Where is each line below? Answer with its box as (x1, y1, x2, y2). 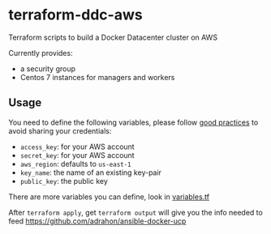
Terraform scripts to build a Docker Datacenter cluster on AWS (8, 32, 217, 42)
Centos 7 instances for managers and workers (19, 72, 175, 82)
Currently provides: (8, 48, 73, 57)
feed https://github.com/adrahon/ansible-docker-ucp (8, 216, 187, 226)
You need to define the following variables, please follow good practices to (8, 117, 259, 127)
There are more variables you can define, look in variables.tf (8, 192, 210, 202)
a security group (19, 63, 75, 74)
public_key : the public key (19, 176, 108, 185)
